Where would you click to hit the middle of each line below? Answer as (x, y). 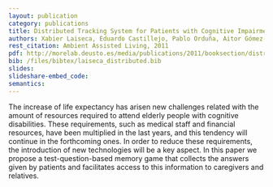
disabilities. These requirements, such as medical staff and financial (122, 124)
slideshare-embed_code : (49, 76)
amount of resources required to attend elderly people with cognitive (123, 115)
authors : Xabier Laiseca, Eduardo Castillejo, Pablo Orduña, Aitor (125, 38)
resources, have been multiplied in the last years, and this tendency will (128, 132)
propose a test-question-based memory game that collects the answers (129, 158)
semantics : (27, 83)
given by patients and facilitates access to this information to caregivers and (136, 167)
